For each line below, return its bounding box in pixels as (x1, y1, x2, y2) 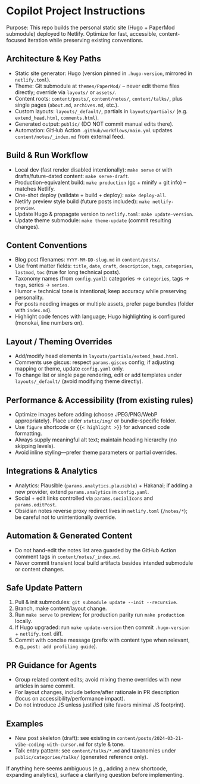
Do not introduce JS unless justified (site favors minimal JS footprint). (14, 701, 186, 708)
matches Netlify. (14, 185, 55, 192)
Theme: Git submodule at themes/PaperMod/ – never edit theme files (14, 82, 180, 89)
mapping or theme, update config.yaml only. (14, 365, 124, 372)
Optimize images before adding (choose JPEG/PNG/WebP (14, 411, 158, 418)
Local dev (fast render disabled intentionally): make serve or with (14, 166, 173, 173)
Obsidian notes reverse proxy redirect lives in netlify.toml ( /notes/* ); (14, 507, 187, 514)
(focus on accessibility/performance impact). (14, 695, 126, 702)
